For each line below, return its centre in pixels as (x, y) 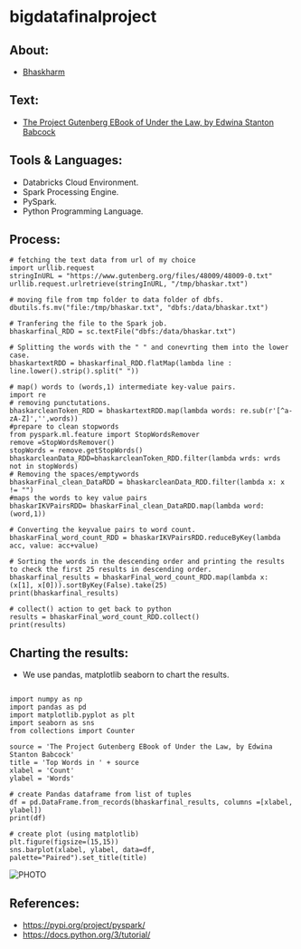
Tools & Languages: (66, 160)
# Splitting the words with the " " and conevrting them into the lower (149, 348)
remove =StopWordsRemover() (62, 443)
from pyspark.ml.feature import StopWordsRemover (105, 435)
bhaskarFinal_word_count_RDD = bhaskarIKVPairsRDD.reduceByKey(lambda (145, 538)
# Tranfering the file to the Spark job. (89, 324)
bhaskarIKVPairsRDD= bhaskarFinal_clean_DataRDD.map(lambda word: (137, 506)
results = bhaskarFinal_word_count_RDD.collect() (105, 617)
